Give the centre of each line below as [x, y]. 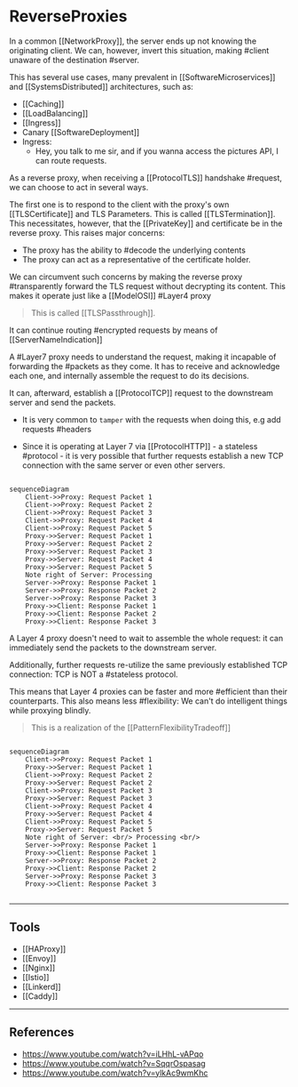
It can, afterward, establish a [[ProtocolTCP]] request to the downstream [141, 392]
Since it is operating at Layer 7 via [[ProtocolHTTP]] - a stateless [140, 446]
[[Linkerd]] [41, 986]
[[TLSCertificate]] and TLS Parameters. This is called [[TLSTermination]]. [142, 213]
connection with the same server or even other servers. [124, 465]
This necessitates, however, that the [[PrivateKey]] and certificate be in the [146, 223]
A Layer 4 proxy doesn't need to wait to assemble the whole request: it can [146, 638]
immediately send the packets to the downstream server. [113, 648]
